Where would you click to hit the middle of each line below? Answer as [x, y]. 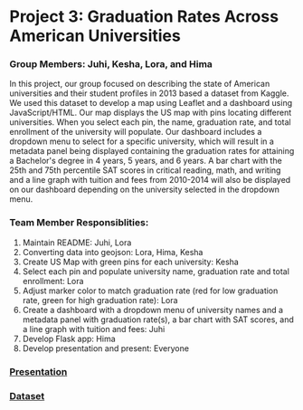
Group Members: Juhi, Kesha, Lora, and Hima [111, 64]
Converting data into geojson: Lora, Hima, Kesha [113, 252]
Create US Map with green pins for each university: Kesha [131, 262]
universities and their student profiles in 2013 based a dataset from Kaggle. [149, 93]
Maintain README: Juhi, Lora [77, 243]
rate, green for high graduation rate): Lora [100, 300]
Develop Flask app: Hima [69, 338]
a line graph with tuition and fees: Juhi [94, 329]
